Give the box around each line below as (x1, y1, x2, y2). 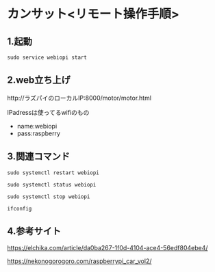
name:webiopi (16, 122, 58, 130)
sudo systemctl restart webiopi (7, 169, 99, 176)
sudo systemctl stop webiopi (7, 193, 90, 200)
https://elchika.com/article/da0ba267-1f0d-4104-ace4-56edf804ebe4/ (7, 244, 208, 252)
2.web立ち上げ (7, 74, 71, 86)
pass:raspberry (16, 129, 60, 137)
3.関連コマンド (7, 151, 71, 163)
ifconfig (7, 205, 32, 212)
